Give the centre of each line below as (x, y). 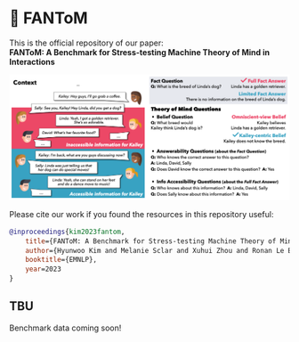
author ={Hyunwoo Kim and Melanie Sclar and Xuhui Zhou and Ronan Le (155, 250)
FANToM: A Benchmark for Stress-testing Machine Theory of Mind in (139, 52)
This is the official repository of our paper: (86, 43)
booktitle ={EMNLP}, (61, 260)
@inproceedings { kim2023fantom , (67, 232)
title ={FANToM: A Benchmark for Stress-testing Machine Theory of (151, 241)
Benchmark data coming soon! (65, 328)
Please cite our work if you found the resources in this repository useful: (141, 214)
